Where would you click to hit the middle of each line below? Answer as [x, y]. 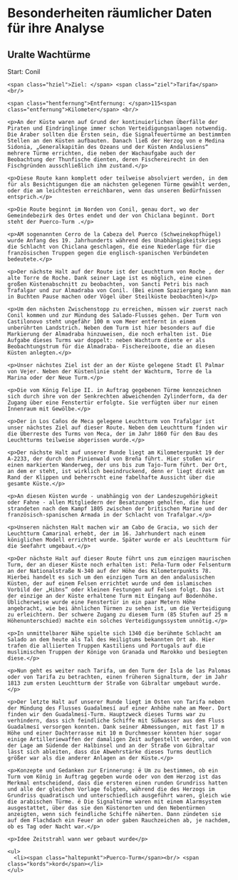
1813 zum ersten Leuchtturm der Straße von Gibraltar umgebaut [103, 683]
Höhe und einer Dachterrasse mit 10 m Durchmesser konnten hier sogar [114, 733]
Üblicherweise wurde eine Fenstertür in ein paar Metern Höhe [102, 602]
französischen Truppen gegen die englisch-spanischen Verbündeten [108, 253]
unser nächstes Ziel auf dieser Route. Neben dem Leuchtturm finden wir [118, 428]
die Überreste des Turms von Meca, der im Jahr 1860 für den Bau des [113, 434]
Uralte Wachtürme [49, 55]
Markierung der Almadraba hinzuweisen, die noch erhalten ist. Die [110, 334]
